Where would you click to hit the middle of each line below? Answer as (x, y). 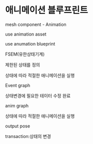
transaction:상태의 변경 (28, 136)
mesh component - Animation (36, 24)
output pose (18, 126)
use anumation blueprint (30, 43)
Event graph (18, 85)
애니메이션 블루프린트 (47, 10)
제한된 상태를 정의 (22, 64)
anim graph (17, 105)
